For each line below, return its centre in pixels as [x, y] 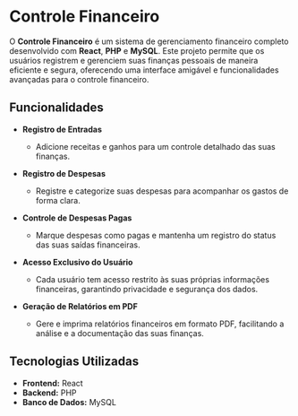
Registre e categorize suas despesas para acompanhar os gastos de [162, 191]
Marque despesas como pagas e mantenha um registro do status [156, 235]
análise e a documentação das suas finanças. [119, 333]
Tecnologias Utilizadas [74, 362]
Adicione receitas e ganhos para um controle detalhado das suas [155, 146]
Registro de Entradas [62, 129]
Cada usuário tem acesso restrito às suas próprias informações [153, 279]
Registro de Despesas [64, 173]
